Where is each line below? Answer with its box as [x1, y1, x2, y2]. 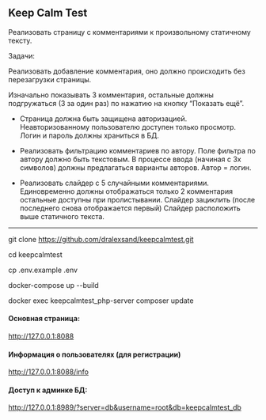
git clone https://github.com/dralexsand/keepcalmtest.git [8, 234, 194, 244]
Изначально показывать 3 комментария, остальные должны [8, 90, 214, 100]
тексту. [8, 36, 32, 45]
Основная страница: [8, 314, 81, 324]
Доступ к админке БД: [8, 385, 88, 395]
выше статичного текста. [19, 211, 105, 221]
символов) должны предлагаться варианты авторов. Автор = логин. [19, 162, 252, 172]
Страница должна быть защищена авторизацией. [19, 114, 188, 123]
